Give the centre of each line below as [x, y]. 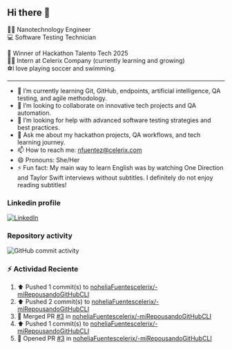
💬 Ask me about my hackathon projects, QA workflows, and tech [109, 135]
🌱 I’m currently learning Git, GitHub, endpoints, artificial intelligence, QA [119, 91]
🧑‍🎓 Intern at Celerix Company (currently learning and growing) [96, 60]
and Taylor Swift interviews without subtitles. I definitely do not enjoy [115, 178]
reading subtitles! [42, 185]
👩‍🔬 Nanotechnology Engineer [49, 29]
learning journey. [41, 142]
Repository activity [40, 236]
